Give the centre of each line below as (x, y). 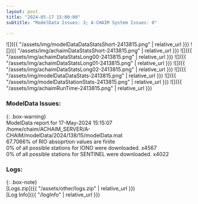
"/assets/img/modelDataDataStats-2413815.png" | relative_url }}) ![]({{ (91, 76)
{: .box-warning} (26, 116)
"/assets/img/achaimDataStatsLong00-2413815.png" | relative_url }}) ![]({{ (96, 57)
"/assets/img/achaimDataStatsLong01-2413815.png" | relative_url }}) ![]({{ (95, 63)
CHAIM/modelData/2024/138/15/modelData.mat (64, 135)
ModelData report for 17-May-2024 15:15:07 (59, 123)
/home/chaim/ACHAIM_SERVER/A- (48, 129)
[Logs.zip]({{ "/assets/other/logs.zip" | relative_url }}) (71, 188)
